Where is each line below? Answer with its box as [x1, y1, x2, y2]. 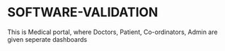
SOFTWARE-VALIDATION [7, 4, 158, 21]
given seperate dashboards [7, 35, 87, 43]
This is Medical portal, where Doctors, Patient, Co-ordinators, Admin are [7, 28, 218, 36]
